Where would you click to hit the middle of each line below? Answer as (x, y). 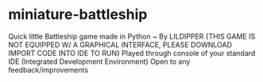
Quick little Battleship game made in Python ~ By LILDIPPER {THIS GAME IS (132, 36)
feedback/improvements (48, 69)
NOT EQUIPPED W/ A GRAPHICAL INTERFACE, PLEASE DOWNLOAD (120, 44)
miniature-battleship (78, 15)
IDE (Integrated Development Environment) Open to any (99, 61)
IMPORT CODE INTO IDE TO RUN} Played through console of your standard (132, 53)
